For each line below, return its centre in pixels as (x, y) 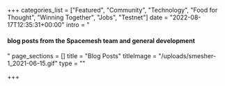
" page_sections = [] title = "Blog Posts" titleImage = (82, 56)
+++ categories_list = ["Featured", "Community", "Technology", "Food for (113, 10)
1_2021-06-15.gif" (32, 63)
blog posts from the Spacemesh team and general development (101, 40)
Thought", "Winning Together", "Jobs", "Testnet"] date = (88, 17)
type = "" (72, 63)
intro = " (78, 25)
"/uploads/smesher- (187, 56)
